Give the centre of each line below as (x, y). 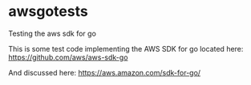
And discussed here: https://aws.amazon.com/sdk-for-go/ (105, 72)
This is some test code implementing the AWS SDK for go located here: (126, 48)
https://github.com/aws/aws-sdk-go (68, 57)
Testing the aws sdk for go (52, 33)
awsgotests (48, 12)
